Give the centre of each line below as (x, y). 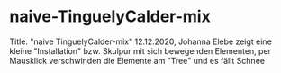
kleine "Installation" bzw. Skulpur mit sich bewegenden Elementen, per (140, 50)
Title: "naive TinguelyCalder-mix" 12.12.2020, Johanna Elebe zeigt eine (140, 41)
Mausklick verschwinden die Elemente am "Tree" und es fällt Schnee (137, 60)
